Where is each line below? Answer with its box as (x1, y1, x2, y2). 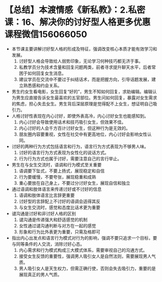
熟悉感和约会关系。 (23, 82, 62, 88)
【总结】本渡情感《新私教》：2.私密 (4, 4, 145, 16)
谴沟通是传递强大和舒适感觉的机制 (19, 217, 88, 222)
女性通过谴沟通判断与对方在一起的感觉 (19, 222, 96, 228)
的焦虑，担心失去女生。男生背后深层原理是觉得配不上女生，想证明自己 (11, 101, 153, 106)
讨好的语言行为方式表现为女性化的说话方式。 (19, 149, 109, 155)
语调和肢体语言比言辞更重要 (19, 192, 75, 198)
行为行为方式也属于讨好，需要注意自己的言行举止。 (19, 156, 122, 161)
